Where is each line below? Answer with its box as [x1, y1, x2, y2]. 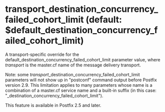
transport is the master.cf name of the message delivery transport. [5, 62, 141, 68]
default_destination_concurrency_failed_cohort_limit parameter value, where [5, 56, 161, 62]
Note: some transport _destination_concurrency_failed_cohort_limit [5, 71, 140, 77]
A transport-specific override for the [5, 51, 79, 57]
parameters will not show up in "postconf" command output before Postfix [5, 77, 157, 83]
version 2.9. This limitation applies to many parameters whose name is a [5, 82, 153, 88]
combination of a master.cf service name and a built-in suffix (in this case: [5, 87, 157, 93]
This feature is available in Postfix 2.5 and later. [5, 102, 102, 108]
